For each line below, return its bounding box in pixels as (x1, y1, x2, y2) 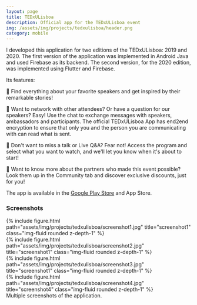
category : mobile (6, 30, 49, 36)
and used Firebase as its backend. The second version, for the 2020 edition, (6, 59, 191, 66)
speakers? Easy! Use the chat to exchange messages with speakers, (6, 112, 172, 119)
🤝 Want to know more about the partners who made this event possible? (6, 165, 181, 173)
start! (6, 154, 19, 161)
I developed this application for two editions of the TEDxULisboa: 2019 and (6, 46, 187, 53)
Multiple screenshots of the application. (6, 292, 102, 299)
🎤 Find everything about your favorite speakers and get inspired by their (6, 88, 181, 95)
